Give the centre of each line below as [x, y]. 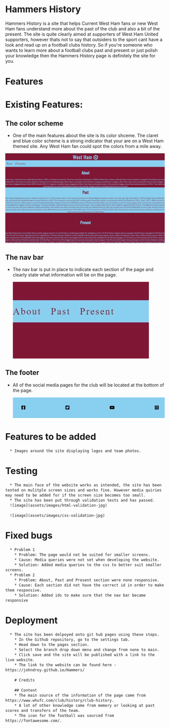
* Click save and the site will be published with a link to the [85, 655]
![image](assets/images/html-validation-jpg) [59, 505]
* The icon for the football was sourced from [64, 715]
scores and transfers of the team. [43, 710]
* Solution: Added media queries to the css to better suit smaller [88, 565]
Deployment [32, 620]
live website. [20, 660]
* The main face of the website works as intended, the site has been [86, 485]
